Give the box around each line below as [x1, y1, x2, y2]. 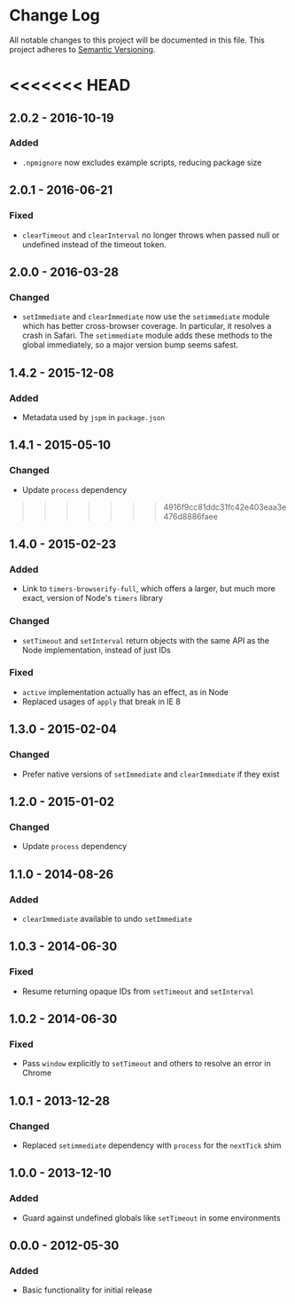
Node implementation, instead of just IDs [21, 644, 171, 655]
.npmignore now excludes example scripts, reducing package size [21, 157, 262, 168]
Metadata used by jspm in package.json [21, 411, 166, 422]
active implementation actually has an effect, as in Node [21, 686, 229, 697]
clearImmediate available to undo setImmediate [21, 913, 193, 924]
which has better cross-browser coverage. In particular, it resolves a [21, 321, 272, 332]
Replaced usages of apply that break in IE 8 [21, 696, 182, 707]
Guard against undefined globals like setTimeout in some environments [21, 1212, 281, 1223]
